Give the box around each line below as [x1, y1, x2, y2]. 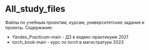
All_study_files [5, 3, 66, 15]
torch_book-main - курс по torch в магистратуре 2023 [12, 39, 124, 45]
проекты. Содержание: [5, 24, 53, 30]
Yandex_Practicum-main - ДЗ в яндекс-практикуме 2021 [12, 34, 129, 40]
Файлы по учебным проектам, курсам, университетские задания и [5, 19, 145, 25]
